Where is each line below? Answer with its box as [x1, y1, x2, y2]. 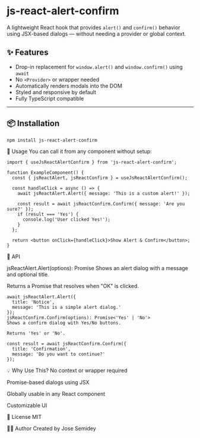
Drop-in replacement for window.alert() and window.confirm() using [15, 63, 183, 70]
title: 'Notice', [12, 299, 55, 305]
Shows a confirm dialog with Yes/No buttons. [7, 320, 121, 326]
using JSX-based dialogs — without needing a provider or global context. [7, 30, 186, 37]
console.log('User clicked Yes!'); [22, 217, 111, 223]
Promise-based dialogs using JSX [7, 379, 90, 386]
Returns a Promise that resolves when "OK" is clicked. [7, 283, 139, 290]
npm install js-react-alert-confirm [7, 137, 97, 143]
